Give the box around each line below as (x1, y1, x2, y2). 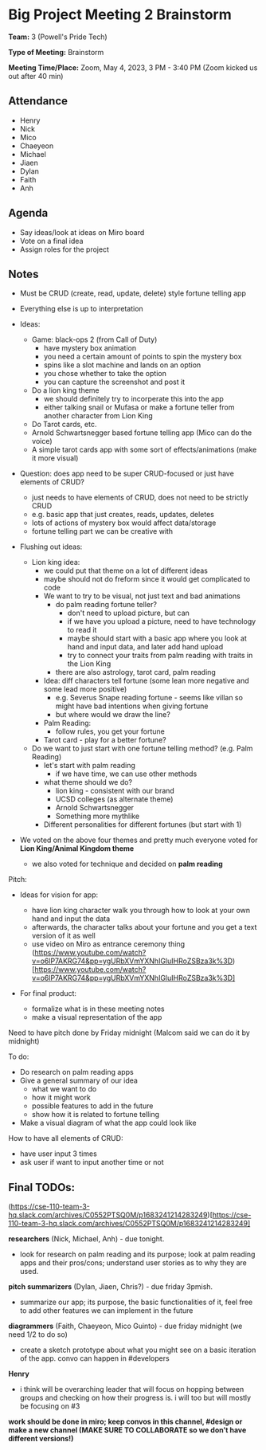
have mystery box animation (43, 343, 137, 353)
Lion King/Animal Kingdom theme (19, 844, 135, 853)
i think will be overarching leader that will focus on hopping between (19, 1385, 244, 1394)
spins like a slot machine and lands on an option (43, 360, 201, 370)
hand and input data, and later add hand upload (67, 642, 224, 652)
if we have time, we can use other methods (55, 769, 198, 778)
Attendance (8, 94, 68, 108)
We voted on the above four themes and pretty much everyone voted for (19, 835, 258, 845)
